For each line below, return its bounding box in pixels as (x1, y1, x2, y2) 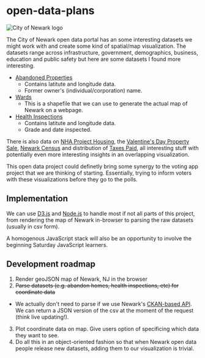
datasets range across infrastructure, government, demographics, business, (6, 48, 198, 56)
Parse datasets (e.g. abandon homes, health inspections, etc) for (15, 281, 179, 289)
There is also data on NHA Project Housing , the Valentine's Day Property (6, 137, 190, 145)
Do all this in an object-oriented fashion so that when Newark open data (15, 338, 197, 345)
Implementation (6, 194, 69, 204)
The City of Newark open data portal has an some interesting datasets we (6, 36, 193, 43)
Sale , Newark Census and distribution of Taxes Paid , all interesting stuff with (6, 144, 199, 151)
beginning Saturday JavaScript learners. (6, 241, 108, 248)
